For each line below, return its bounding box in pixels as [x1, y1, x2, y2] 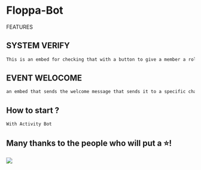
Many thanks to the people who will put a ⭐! [6, 138, 172, 149]
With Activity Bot [6, 121, 52, 127]
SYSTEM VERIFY [6, 41, 70, 51]
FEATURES [6, 23, 33, 30]
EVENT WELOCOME [6, 73, 83, 84]
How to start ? [6, 105, 60, 115]
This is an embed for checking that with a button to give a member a [6, 56, 186, 63]
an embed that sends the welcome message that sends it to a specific [6, 89, 186, 95]
